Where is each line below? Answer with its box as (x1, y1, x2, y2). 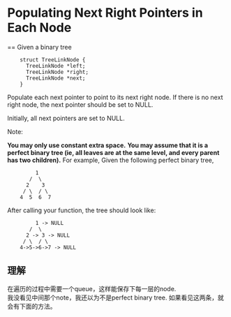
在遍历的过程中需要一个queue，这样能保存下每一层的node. (7, 284, 177, 293)
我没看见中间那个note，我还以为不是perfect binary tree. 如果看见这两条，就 (7, 293, 225, 302)
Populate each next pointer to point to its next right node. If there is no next (7, 93, 223, 101)
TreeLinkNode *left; (25, 62, 86, 69)
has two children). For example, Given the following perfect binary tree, (7, 156, 214, 164)
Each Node (7, 20, 72, 36)
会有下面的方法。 (7, 302, 57, 310)
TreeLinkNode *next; (25, 75, 86, 82)
